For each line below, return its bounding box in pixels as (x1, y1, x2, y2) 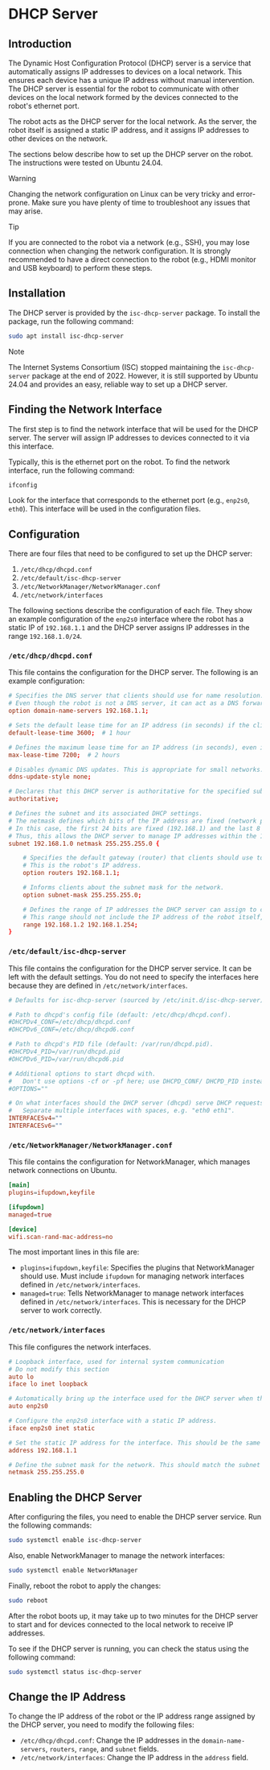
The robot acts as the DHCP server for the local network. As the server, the (8, 117, 257, 126)
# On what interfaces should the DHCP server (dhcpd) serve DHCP (8, 1099, 231, 1108)
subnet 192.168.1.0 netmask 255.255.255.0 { (8, 839, 160, 848)
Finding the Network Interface (8, 403, 162, 417)
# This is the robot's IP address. (22, 861, 142, 870)
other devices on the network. (8, 134, 108, 143)
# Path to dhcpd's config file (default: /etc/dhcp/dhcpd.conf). (8, 1010, 231, 1019)
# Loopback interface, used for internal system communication (8, 1358, 225, 1366)
